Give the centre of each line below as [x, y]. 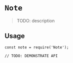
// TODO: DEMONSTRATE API [31, 56]
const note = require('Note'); [37, 47]
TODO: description [36, 21]
